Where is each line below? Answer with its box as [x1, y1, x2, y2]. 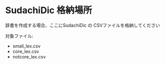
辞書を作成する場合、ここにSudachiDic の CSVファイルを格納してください [5, 22, 160, 28]
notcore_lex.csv [12, 53, 46, 59]
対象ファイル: [5, 33, 34, 39]
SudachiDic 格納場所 [5, 5, 93, 16]
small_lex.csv [12, 43, 41, 49]
